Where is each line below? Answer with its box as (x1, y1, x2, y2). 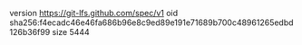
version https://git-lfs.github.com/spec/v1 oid (9, 8, 179, 18)
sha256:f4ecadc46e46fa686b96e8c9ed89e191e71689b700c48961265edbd (9, 17, 294, 28)
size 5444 (52, 27, 91, 37)
